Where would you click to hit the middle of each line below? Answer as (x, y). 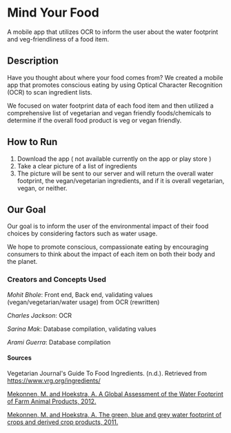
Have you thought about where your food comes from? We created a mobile (115, 77)
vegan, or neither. (42, 188)
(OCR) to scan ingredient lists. (50, 92)
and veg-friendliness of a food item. (58, 39)
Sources (20, 358)
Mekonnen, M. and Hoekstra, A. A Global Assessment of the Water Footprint (115, 394)
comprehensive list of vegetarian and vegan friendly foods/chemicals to (109, 113)
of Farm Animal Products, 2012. (52, 401)
